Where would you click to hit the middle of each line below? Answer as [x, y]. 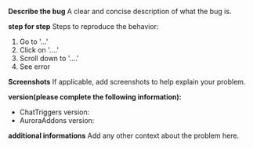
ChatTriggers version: [54, 112]
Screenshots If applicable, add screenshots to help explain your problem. [127, 82]
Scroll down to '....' [49, 58]
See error [35, 67]
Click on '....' [39, 50]
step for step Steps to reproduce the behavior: [83, 26]
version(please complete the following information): [95, 97]
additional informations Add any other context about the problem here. [124, 135]
